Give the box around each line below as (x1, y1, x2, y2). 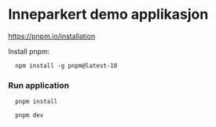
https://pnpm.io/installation (8, 31, 96, 41)
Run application (8, 80, 69, 91)
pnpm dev (15, 111, 44, 119)
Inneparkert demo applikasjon (8, 5, 209, 24)
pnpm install (15, 98, 58, 106)
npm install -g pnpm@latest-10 (15, 61, 118, 70)
